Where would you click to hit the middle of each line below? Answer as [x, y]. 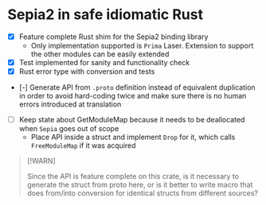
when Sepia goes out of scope [69, 129]
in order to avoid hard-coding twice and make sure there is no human [133, 96]
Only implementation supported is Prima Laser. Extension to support [142, 46]
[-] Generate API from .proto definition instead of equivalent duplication [137, 87]
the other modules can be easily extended [100, 54]
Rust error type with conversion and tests [87, 72]
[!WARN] [41, 161]
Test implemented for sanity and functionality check [104, 62]
